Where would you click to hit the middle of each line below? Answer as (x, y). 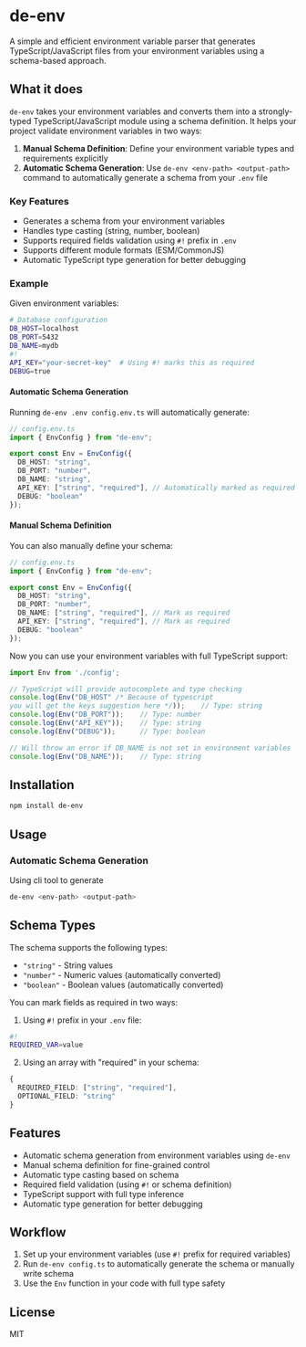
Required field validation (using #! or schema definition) (127, 1184)
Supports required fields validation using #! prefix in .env (129, 241)
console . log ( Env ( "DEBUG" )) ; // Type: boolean (107, 731)
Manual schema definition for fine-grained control (116, 1164)
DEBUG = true (30, 371)
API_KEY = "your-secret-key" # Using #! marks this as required (132, 363)
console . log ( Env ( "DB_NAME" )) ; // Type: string (106, 756)
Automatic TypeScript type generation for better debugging (134, 260)
